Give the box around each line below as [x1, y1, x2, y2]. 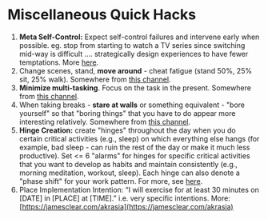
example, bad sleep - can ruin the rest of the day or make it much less [18, 142, 250, 152]
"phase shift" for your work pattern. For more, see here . [18, 176, 203, 185]
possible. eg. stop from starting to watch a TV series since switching [18, 40, 246, 50]
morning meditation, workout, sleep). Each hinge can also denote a [18, 168, 241, 177]
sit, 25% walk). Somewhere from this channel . [18, 74, 171, 84]
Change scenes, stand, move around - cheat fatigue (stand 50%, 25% [18, 66, 253, 75]
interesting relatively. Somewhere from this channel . [18, 117, 191, 126]
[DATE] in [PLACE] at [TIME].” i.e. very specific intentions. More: [18, 193, 231, 203]
